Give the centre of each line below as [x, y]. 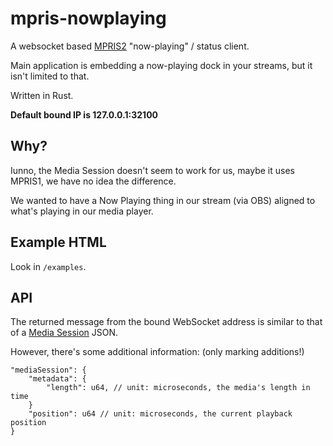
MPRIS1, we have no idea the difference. [93, 181]
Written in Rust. [42, 95]
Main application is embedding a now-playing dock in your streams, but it [161, 65]
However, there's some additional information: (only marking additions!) [157, 352]
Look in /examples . [48, 266]
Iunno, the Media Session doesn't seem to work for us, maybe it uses [152, 170]
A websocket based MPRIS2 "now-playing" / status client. [130, 46]
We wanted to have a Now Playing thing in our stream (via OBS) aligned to [163, 200]
